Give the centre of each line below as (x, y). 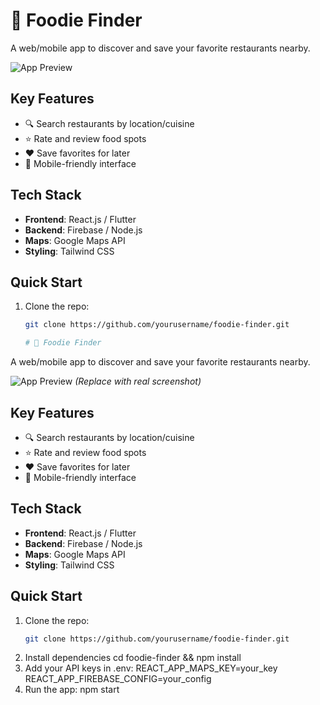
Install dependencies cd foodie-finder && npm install (133, 658)
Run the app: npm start (72, 690)
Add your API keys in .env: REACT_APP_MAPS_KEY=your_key (151, 668)
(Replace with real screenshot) (138, 381)
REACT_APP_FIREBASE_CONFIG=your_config (118, 679)
